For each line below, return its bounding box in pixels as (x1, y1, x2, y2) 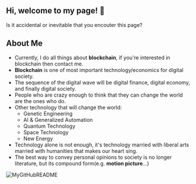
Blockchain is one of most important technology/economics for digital (14, 66, 184, 73)
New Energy (23, 135, 53, 142)
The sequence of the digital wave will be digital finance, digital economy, (14, 79, 190, 86)
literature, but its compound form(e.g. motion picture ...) (14, 159, 149, 167)
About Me (6, 39, 43, 49)
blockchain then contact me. (14, 60, 84, 67)
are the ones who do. (14, 97, 66, 104)
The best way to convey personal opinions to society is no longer (14, 154, 172, 161)
